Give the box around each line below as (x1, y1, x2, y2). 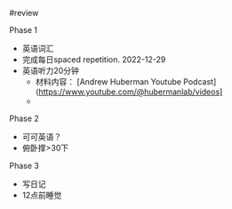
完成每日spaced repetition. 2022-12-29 (21, 54, 166, 65)
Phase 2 (9, 113, 40, 124)
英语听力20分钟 (21, 66, 80, 76)
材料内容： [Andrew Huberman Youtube (35, 76, 182, 87)
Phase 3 (9, 160, 40, 171)
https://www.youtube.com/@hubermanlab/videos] (38, 86, 223, 97)
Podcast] (183, 76, 217, 87)
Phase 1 (9, 25, 38, 35)
